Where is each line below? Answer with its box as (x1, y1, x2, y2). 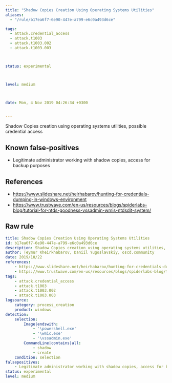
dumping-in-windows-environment (12, 196, 87, 203)
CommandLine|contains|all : (24, 340, 81, 346)
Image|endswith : (24, 321, 58, 327)
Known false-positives (5, 143, 79, 152)
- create (32, 350, 52, 355)
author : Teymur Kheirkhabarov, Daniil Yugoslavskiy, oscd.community (5, 250, 155, 255)
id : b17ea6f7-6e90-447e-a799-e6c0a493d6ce (5, 240, 97, 246)
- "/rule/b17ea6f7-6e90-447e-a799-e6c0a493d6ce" (10, 17, 116, 22)
